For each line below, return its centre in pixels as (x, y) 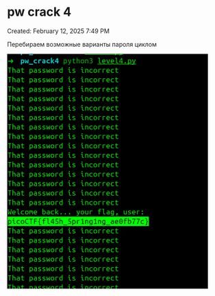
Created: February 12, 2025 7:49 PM (58, 31)
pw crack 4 (39, 12)
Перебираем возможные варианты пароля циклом (82, 44)
